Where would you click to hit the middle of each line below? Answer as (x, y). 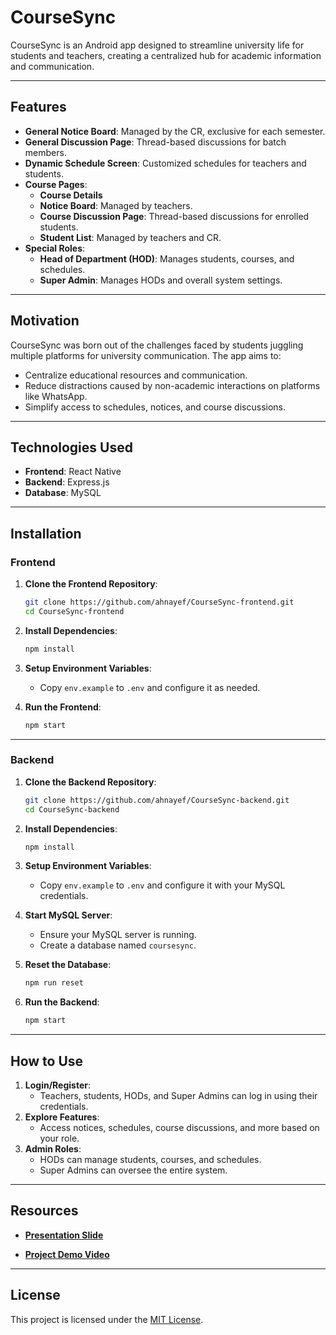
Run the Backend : (62, 1002)
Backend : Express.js (67, 482)
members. (45, 152)
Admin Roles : (53, 1149)
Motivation (45, 321)
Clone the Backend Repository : (90, 782)
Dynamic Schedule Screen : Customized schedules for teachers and (165, 163)
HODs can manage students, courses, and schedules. (150, 1160)
